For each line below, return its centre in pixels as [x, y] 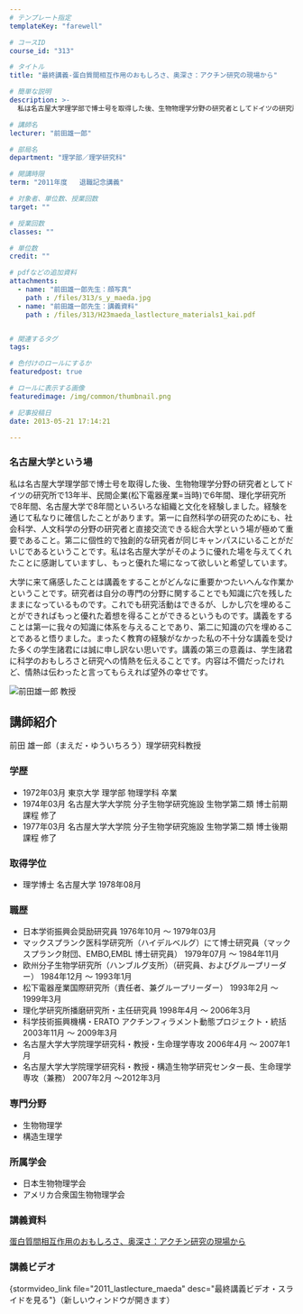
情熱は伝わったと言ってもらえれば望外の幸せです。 [119, 672]
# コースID [28, 42]
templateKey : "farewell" [56, 26]
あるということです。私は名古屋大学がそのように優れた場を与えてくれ [162, 551]
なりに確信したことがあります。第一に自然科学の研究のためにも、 [163, 517]
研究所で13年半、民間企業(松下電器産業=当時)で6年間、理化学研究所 [160, 495]
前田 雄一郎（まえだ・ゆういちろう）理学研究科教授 [105, 746]
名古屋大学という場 [51, 463]
